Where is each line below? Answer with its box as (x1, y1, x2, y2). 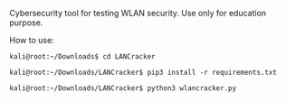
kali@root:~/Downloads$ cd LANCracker (9, 52, 156, 61)
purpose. (9, 17, 43, 28)
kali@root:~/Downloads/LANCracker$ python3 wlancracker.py (9, 84, 237, 93)
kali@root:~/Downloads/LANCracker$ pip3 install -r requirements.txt (9, 68, 278, 77)
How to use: (9, 35, 54, 45)
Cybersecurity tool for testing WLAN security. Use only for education (9, 8, 267, 18)
